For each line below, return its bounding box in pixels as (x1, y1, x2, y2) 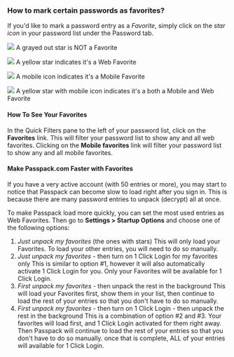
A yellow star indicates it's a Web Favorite (15, 58, 137, 67)
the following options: (7, 223, 70, 231)
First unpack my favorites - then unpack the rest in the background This (17, 281, 226, 290)
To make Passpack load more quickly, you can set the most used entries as (7, 208, 225, 217)
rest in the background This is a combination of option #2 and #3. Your (17, 311, 222, 320)
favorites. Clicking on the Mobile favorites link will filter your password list (7, 141, 222, 149)
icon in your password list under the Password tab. (7, 29, 154, 37)
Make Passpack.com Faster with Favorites (7, 164, 133, 173)
